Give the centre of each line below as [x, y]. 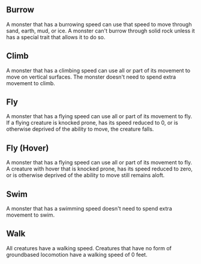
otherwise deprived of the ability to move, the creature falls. [80, 129]
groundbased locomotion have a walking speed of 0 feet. [77, 254]
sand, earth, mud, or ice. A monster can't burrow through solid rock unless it [100, 31]
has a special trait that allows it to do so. [56, 37]
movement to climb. [31, 83]
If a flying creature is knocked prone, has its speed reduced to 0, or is [92, 123]
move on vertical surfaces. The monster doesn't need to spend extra [91, 77]
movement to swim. [31, 215]
